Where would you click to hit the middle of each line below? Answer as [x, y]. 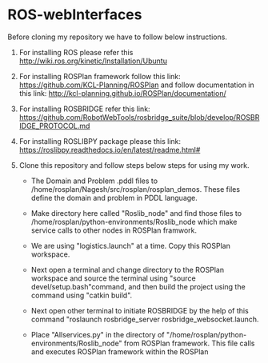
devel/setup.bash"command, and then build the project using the [138, 286]
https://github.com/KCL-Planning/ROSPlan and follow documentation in [137, 85]
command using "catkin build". [82, 295]
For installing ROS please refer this [76, 52]
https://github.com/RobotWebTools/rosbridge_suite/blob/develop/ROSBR [139, 117]
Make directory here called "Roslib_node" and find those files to [136, 213]
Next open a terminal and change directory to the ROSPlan [128, 269]
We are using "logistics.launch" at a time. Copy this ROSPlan [131, 245]
